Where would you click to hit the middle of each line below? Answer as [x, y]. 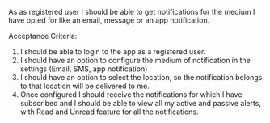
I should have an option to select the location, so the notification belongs [141, 77]
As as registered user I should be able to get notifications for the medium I [132, 12]
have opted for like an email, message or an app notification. [109, 20]
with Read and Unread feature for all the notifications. [110, 112]
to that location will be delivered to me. [84, 86]
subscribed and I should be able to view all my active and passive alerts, [140, 103]
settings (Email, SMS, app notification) [84, 69]
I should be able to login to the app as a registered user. [113, 51]
